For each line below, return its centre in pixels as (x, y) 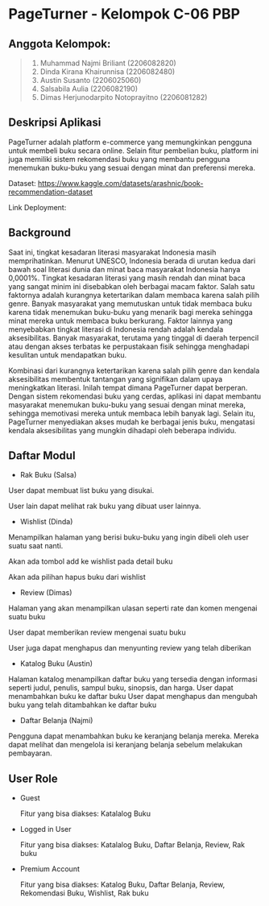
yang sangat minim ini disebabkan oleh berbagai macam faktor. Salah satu (132, 286)
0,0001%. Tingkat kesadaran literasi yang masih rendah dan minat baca (127, 278)
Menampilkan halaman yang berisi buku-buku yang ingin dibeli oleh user (129, 537)
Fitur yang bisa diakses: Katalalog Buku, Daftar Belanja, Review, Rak (132, 845)
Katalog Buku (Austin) (56, 664)
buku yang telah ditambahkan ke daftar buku (83, 705)
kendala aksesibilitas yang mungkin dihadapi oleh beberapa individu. (122, 430)
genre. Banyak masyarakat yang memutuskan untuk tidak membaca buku (130, 304)
